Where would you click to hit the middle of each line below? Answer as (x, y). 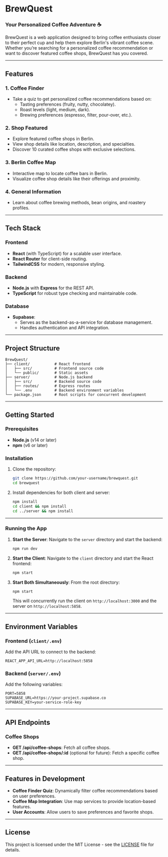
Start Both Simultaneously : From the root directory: (66, 582)
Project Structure (32, 348)
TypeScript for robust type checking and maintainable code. (75, 293)
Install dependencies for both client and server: (61, 492)
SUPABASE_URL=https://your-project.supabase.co (56, 698)
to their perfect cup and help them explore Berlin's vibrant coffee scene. (79, 43)
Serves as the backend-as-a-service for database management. (86, 322)
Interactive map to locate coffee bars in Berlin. (60, 173)
